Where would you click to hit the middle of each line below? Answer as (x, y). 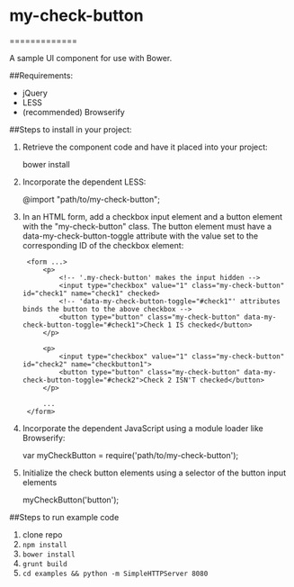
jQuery (35, 93)
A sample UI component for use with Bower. (91, 58)
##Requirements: (41, 75)
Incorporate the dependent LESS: (84, 182)
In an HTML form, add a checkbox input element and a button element (152, 216)
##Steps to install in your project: (71, 129)
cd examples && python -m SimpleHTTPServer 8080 (115, 573)
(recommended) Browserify (74, 112)
